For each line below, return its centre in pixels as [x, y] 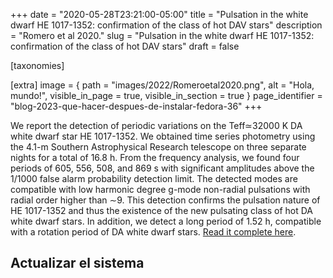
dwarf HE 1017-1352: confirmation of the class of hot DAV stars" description [166, 25]
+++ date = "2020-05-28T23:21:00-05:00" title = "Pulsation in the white [159, 14]
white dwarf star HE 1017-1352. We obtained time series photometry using [163, 136]
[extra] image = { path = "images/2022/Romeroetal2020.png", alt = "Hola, [162, 85]
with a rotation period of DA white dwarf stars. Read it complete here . [153, 232]
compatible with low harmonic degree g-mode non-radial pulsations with [160, 189]
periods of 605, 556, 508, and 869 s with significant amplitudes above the [162, 168]
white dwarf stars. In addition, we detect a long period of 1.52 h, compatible [166, 221]
